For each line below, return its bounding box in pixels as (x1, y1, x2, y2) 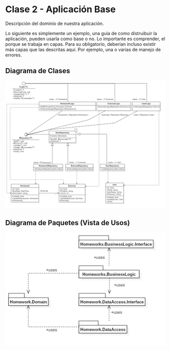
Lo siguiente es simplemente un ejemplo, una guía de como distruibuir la (5, 30, 157, 36)
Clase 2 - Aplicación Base (5, 4, 116, 15)
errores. (5, 52, 22, 58)
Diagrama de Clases (5, 67, 70, 75)
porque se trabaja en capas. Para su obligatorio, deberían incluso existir (5, 41, 156, 47)
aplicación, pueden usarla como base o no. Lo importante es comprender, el (5, 36, 165, 42)
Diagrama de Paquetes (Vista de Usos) (5, 219, 130, 227)
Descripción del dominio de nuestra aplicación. (5, 20, 104, 26)
